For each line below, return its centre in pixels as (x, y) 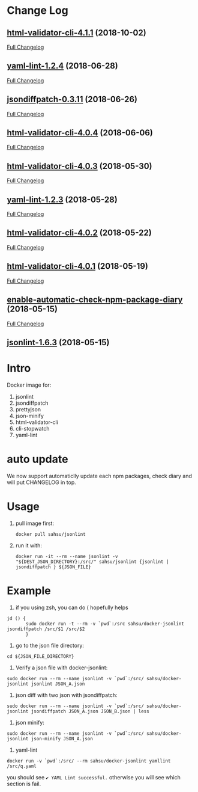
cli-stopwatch (32, 428)
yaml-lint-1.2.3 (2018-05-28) (62, 199)
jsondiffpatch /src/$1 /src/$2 (46, 629)
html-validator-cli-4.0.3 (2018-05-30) (79, 166)
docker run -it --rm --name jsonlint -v (67, 556)
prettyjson (28, 409)
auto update (37, 459)
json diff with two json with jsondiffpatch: (66, 695)
